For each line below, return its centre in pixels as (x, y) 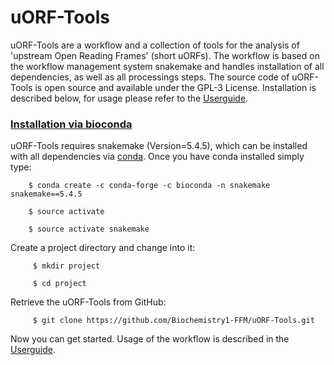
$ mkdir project (66, 266)
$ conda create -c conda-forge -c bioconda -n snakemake (149, 186)
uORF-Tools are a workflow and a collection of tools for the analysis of (155, 45)
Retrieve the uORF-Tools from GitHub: (88, 302)
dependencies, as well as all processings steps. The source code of (150, 77)
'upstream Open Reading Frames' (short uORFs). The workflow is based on (165, 55)
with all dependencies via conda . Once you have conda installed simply (157, 157)
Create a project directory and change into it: (103, 248)
